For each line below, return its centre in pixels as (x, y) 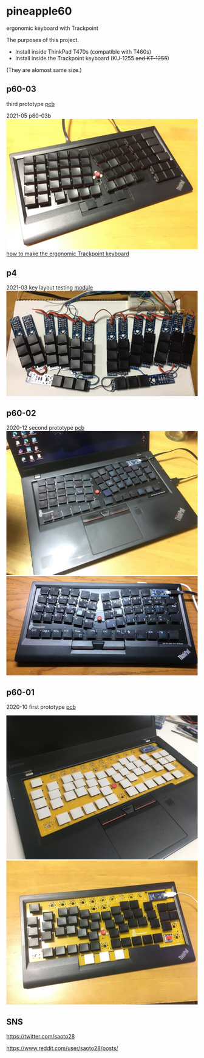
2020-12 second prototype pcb (46, 428)
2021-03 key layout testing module (50, 288)
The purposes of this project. (42, 40)
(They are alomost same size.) (44, 70)
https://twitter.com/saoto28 (41, 1037)
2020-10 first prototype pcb (41, 707)
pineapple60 (39, 11)
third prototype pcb (31, 104)
